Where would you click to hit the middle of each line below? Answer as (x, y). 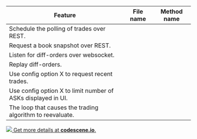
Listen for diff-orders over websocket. (62, 55)
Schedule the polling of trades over (57, 29)
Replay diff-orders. (35, 65)
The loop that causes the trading (54, 107)
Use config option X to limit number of (62, 91)
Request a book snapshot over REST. (60, 45)
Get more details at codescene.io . (55, 130)
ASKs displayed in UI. (38, 98)
